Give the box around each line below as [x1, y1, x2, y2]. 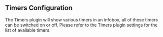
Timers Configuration [5, 4, 73, 12]
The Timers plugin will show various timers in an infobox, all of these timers [5, 17, 158, 22]
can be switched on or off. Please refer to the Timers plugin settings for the [5, 22, 158, 28]
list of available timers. [5, 27, 51, 33]
